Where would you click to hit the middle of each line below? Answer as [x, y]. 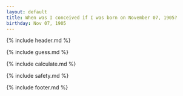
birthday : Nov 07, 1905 [36, 23]
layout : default [27, 12]
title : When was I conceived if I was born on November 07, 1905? [92, 18]
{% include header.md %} [38, 41]
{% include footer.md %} [37, 87]
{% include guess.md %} [37, 52]
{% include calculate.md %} [41, 64]
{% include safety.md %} [38, 76]
